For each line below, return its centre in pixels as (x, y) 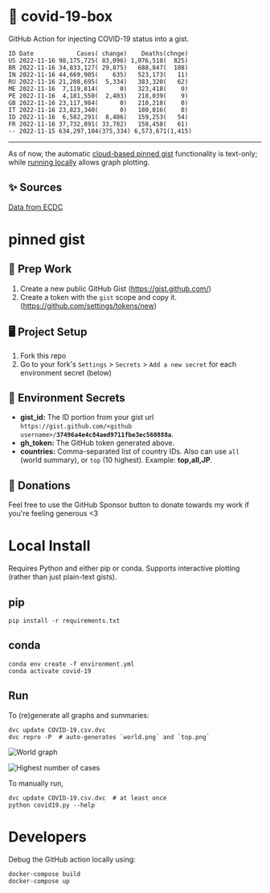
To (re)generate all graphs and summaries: (79, 715)
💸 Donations (39, 486)
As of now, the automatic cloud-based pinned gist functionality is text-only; (133, 153)
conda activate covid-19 (50, 671)
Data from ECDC (36, 207)
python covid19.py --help (51, 805)
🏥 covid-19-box (61, 17)
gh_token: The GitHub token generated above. (97, 443)
